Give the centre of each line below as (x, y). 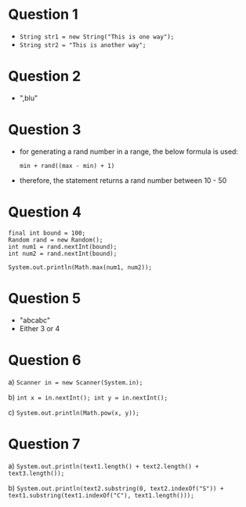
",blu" (28, 98)
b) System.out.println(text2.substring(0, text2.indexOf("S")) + (116, 487)
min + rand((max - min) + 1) (67, 166)
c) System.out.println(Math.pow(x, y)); (74, 412)
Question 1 (43, 15)
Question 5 (45, 298)
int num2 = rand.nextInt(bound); (63, 253)
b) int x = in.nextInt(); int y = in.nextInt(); (88, 397)
